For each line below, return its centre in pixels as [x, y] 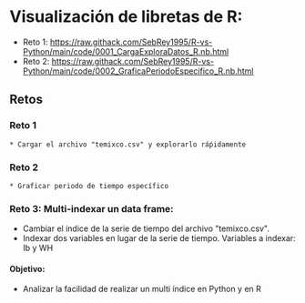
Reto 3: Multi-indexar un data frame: [92, 208]
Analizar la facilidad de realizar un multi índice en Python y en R [142, 289]
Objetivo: [27, 268]
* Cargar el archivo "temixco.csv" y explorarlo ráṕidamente [128, 144]
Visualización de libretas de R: [126, 17]
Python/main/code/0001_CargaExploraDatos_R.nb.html [126, 51]
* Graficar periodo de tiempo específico [89, 186]
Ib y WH [38, 248]
